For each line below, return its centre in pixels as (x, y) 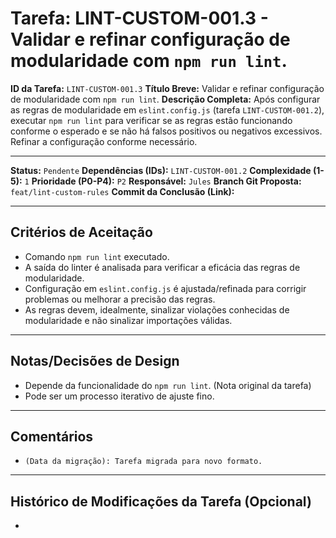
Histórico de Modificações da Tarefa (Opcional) (161, 501)
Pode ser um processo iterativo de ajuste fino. (119, 396)
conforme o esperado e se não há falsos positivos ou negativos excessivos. (166, 131)
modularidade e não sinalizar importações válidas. (128, 320)
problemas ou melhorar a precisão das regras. (120, 299)
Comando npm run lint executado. (97, 256)
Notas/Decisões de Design (95, 361)
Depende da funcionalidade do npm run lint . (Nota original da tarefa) (168, 385)
